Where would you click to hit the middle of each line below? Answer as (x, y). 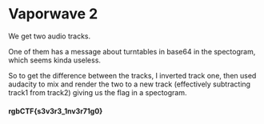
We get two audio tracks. (50, 36)
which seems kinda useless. (55, 60)
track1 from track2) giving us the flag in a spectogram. (98, 92)
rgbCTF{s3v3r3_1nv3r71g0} (56, 111)
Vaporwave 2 (53, 14)
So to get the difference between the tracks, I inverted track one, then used (132, 75)
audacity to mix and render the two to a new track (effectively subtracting (129, 84)
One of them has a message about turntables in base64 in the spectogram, (132, 51)
